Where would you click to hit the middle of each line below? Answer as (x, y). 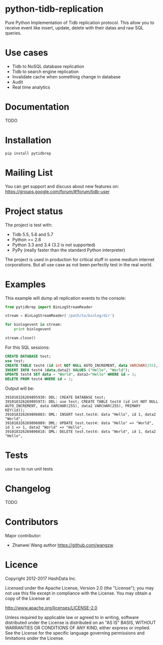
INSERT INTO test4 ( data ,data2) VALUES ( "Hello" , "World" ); (68, 370)
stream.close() (20, 338)
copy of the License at (28, 598)
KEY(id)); (15, 410)
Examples (25, 284)
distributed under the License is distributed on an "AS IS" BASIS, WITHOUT (81, 622)
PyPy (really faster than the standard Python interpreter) (69, 250)
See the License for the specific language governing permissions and (75, 633)
